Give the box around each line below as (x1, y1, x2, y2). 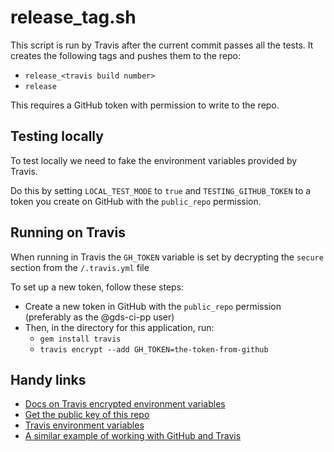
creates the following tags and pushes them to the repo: (10, 49, 242, 61)
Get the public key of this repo (24, 409, 150, 421)
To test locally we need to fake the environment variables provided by (10, 154, 298, 166)
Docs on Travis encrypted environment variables (24, 398, 226, 410)
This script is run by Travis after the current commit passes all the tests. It (10, 39, 314, 51)
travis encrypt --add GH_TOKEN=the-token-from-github (39, 344, 269, 355)
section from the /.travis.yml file (10, 261, 150, 273)
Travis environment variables (24, 419, 145, 431)
